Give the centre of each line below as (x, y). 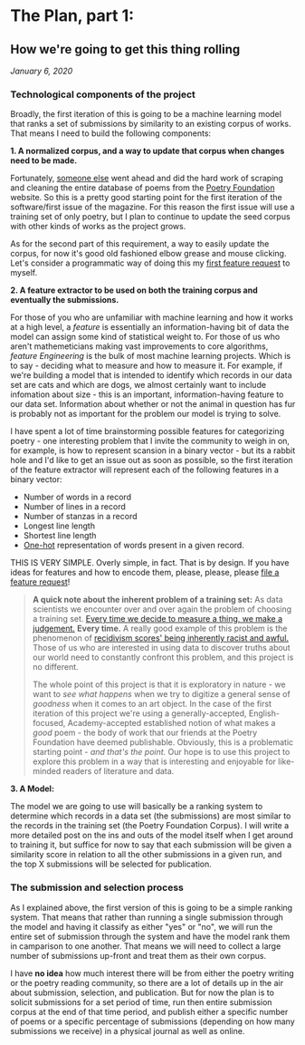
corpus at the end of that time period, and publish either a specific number (149, 1011)
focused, (49, 723)
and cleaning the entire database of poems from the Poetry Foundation (143, 188)
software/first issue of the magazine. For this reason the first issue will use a (152, 207)
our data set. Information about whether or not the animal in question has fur (153, 404)
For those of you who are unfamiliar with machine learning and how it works (152, 317)
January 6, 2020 (42, 71)
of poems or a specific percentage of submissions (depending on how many (152, 1021)
